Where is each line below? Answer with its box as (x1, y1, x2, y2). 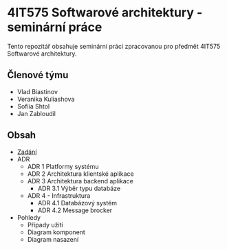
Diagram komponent (27, 228, 86, 236)
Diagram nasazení (27, 235, 79, 243)
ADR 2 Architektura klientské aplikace (27, 170, 134, 178)
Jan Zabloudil (17, 109, 56, 117)
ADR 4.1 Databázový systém (37, 198, 118, 207)
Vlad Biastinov (17, 87, 58, 95)
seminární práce (7, 19, 102, 35)
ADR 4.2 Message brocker (37, 206, 113, 214)
